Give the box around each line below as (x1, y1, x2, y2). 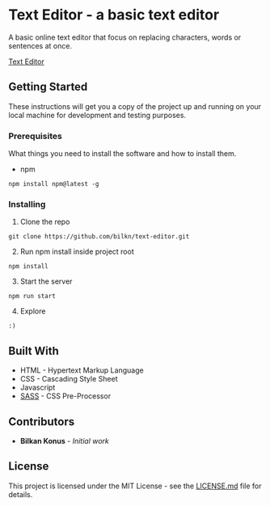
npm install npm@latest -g (8, 180, 99, 188)
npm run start (8, 293, 57, 301)
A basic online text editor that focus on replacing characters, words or (8, 32, 242, 42)
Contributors (8, 415, 75, 428)
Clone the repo (19, 217, 70, 227)
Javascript (19, 382, 56, 393)
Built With (8, 344, 59, 357)
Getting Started (8, 80, 88, 94)
